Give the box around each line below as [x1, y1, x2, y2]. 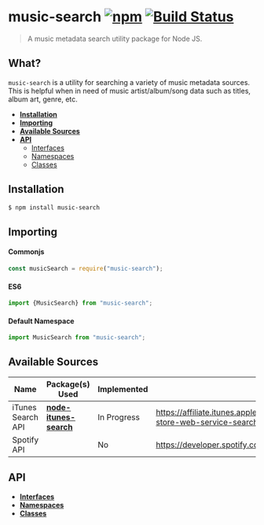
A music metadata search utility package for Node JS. [27, 34, 203, 43]
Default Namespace [8, 316, 75, 326]
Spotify [12, 434, 39, 445]
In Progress [97, 412, 140, 423]
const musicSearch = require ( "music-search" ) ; [8, 264, 163, 273]
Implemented [97, 383, 148, 394]
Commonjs [8, 247, 45, 257]
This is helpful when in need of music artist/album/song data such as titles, [8, 86, 251, 95]
